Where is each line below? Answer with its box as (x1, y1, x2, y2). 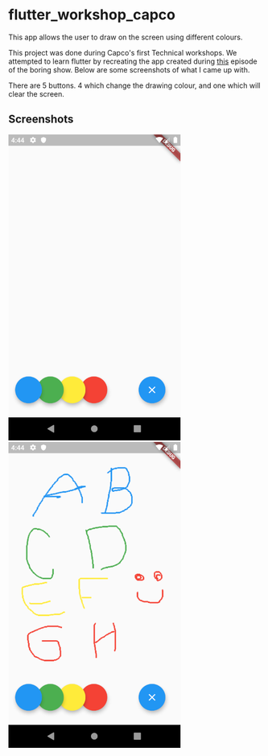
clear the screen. (8, 89, 64, 98)
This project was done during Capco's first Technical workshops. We (8, 48, 237, 57)
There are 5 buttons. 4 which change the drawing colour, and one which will (8, 81, 261, 90)
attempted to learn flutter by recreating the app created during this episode (8, 56, 258, 66)
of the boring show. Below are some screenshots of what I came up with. (8, 64, 250, 74)
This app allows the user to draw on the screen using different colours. (8, 32, 243, 42)
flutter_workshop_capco (8, 6, 175, 24)
